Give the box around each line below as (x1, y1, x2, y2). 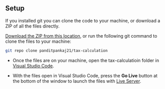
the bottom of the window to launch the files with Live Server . (12, 78, 141, 84)
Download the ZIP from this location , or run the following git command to (5, 33, 157, 39)
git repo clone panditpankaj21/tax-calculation (5, 48, 108, 53)
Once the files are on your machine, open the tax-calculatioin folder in (12, 57, 159, 63)
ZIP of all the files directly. (5, 23, 60, 29)
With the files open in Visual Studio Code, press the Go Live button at (12, 72, 158, 78)
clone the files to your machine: (5, 38, 72, 44)
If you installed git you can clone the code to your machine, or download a (5, 17, 160, 23)
